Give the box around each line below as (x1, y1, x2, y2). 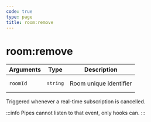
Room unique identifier (69, 79, 132, 88)
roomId (9, 80, 28, 86)
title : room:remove (6, 19, 54, 25)
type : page (6, 14, 33, 20)
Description (84, 65, 118, 74)
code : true (6, 8, 33, 15)
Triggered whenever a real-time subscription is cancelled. (6, 98, 146, 105)
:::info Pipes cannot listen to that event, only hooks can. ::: (6, 109, 146, 117)
